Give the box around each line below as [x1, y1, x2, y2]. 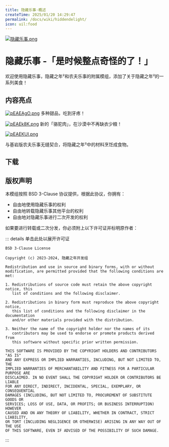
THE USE [5, 424, 22, 429]
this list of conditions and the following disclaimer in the [12, 309, 145, 314]
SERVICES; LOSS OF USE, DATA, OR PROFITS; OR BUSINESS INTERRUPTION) [5, 401, 155, 407]
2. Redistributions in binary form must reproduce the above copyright [5, 300, 159, 305]
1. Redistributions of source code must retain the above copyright [5, 282, 152, 287]
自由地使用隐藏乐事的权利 [12, 202, 66, 208]
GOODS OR [5, 397, 24, 403]
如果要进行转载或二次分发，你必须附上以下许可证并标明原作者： [5, 225, 138, 231]
